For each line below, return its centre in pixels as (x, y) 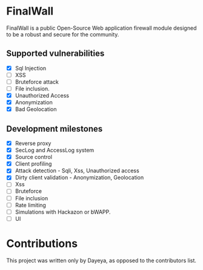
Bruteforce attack (37, 82)
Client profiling (33, 164)
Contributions (42, 243)
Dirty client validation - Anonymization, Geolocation (79, 178)
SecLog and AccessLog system (55, 150)
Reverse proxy (33, 143)
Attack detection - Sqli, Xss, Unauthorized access (77, 170)
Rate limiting (31, 205)
